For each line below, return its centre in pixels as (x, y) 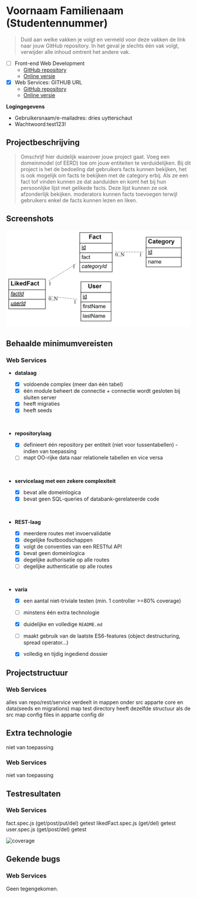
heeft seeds (38, 410)
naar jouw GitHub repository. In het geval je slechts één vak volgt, (100, 46)
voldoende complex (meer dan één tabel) (73, 385)
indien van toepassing (50, 451)
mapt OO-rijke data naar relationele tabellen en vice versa (93, 458)
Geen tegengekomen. (32, 889)
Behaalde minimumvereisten (60, 343)
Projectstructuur (37, 673)
